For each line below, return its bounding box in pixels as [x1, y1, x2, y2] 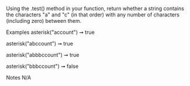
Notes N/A [6, 74, 31, 81]
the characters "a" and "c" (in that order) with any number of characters [6, 11, 180, 18]
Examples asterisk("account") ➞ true [6, 29, 95, 36]
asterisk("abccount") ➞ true [6, 40, 73, 47]
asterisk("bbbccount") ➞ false [6, 63, 79, 70]
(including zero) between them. [6, 18, 82, 24]
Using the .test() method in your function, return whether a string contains [6, 5, 184, 12]
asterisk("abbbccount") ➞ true [6, 51, 80, 58]
